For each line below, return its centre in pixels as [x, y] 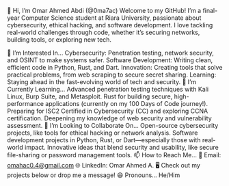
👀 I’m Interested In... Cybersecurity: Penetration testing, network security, [110, 53]
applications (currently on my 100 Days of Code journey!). [127, 104]
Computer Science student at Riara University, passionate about [111, 18]
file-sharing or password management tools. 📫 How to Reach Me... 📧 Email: [114, 155]
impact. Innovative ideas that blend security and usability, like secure [121, 147]
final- [210, 11]
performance [26, 104]
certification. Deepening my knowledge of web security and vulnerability [109, 118]
